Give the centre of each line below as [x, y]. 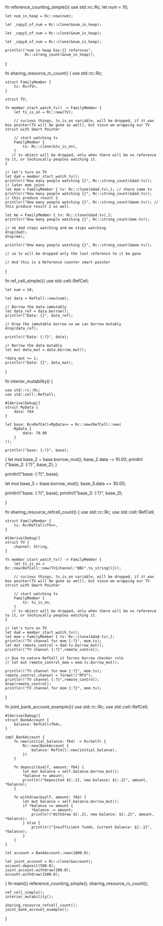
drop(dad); [16, 232]
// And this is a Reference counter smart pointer [58, 262]
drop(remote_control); [28, 684]
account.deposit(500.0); [30, 866]
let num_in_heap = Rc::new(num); [39, 16]
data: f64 [24, 412]
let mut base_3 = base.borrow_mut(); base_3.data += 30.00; [66, 484]
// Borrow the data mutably [34, 345]
